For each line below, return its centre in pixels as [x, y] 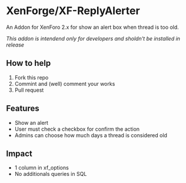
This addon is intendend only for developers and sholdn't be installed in [93, 38]
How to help [29, 63]
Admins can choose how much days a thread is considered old [91, 135]
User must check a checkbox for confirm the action [77, 129]
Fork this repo [31, 77]
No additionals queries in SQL [51, 174]
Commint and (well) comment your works [65, 84]
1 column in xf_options [41, 168]
